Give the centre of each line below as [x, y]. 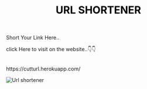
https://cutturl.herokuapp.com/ [43, 69]
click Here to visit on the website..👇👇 [51, 49]
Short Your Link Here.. [33, 37]
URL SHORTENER [98, 10]
